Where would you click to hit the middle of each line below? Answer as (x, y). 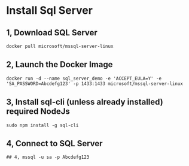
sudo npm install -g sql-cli (42, 125)
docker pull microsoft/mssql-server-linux (60, 46)
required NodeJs (38, 111)
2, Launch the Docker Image (60, 64)
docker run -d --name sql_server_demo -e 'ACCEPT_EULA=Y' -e (84, 79)
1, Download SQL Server (52, 33)
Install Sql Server (49, 10)
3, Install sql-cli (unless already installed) (85, 102)
